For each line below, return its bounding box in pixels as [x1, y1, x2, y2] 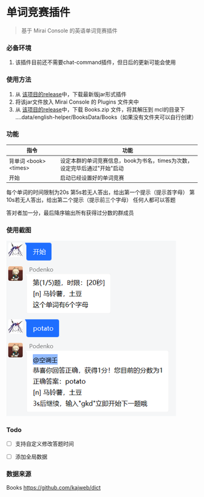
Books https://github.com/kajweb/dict [6, 484, 101, 492]
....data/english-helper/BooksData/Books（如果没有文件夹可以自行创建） [15, 113, 197, 121]
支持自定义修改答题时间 [15, 440, 74, 447]
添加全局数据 [15, 452, 47, 460]
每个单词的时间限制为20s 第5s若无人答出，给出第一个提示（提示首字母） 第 [6, 188, 195, 196]
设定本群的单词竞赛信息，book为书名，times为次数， [59, 157, 193, 164]
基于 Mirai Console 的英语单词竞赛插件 [21, 27, 118, 34]
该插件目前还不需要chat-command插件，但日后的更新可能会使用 [15, 59, 176, 66]
